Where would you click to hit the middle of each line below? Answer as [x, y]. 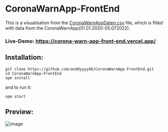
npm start [16, 96]
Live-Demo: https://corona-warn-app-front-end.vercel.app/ [80, 41]
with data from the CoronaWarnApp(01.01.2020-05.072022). [68, 28]
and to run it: [18, 87]
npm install [18, 78]
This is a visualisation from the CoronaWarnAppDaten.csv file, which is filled [84, 23]
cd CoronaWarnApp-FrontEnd [33, 74]
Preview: [19, 112]
